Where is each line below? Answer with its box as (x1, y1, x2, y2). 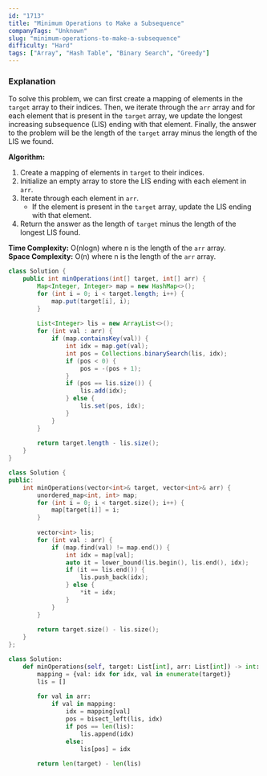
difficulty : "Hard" (8, 42, 74, 50)
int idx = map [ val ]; (65, 551, 135, 559)
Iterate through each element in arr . (19, 194, 139, 203)
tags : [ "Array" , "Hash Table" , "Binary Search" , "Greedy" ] (8, 49, 210, 57)
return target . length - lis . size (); (37, 439, 160, 447)
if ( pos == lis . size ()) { (65, 380, 152, 388)
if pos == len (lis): (65, 722, 135, 730)
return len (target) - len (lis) (37, 760, 142, 768)
